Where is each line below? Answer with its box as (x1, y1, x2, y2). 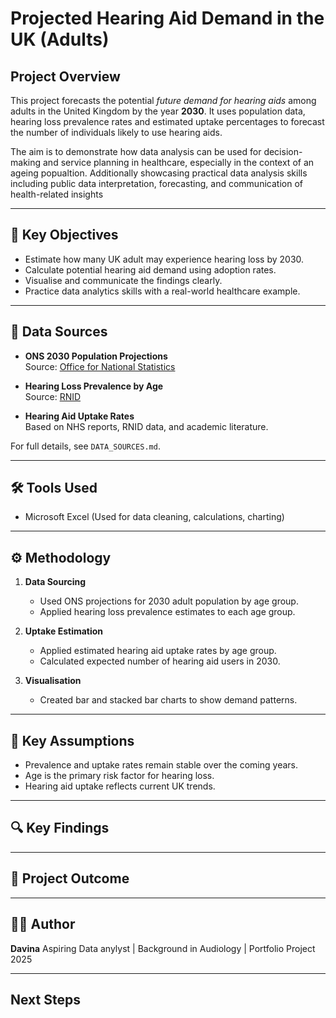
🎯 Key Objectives (10, 227, 119, 244)
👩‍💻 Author (10, 916, 76, 933)
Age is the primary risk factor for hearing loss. (24, 770, 215, 782)
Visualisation (24, 675, 82, 687)
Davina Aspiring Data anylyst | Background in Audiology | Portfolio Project (10, 942, 316, 954)
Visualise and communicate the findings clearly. (24, 274, 223, 286)
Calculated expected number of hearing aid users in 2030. (39, 655, 281, 667)
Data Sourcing (24, 576, 87, 588)
